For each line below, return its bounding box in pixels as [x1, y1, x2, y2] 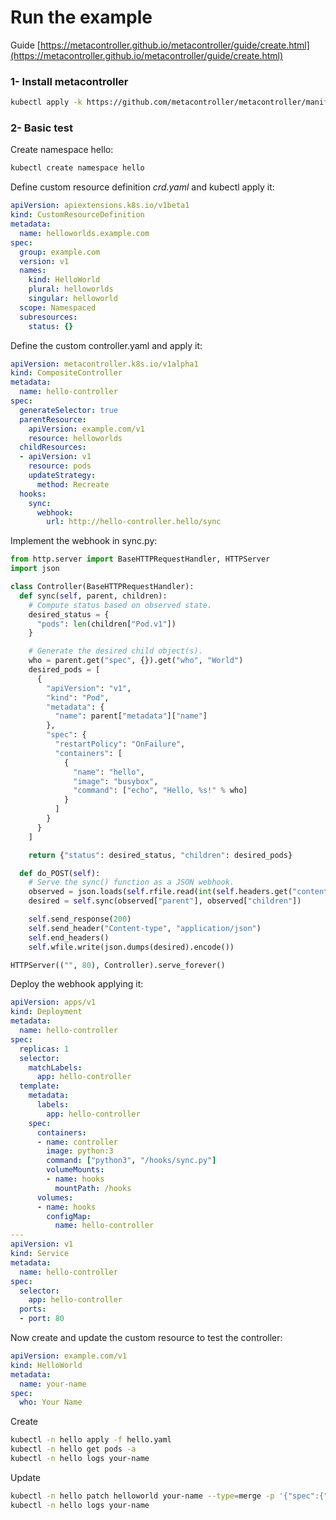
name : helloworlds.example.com [19, 228, 150, 238]
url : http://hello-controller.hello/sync [46, 517, 222, 527]
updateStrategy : [28, 471, 97, 481]
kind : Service [10, 1249, 70, 1259]
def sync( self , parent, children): [19, 591, 168, 601]
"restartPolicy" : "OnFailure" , [54, 739, 186, 750]
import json [10, 564, 60, 574]
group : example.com [19, 247, 101, 257]
